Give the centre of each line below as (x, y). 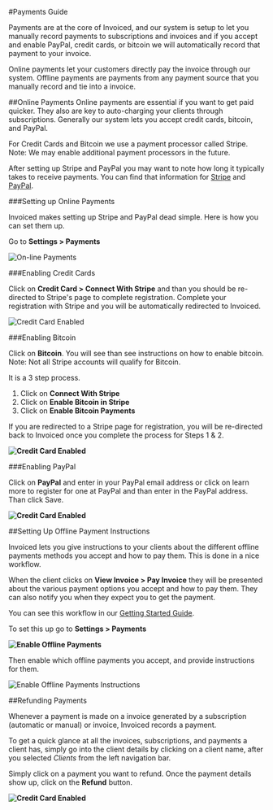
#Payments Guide (38, 12)
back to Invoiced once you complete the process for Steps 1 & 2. (116, 435)
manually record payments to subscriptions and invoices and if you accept (133, 36)
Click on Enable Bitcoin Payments (78, 411)
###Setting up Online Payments (62, 201)
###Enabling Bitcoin (42, 337)
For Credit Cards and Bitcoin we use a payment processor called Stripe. (128, 144)
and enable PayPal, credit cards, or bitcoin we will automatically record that (134, 45)
